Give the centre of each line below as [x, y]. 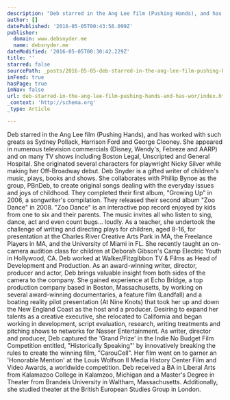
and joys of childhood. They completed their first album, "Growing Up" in [110, 192]
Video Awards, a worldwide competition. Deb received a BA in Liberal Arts [111, 367]
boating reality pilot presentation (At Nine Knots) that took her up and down [113, 301]
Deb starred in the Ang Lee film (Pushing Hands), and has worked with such [114, 134]
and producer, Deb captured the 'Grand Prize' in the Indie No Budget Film [111, 338]
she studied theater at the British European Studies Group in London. [104, 389]
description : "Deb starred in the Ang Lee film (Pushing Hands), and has [115, 13]
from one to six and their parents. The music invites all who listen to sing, [110, 214]
